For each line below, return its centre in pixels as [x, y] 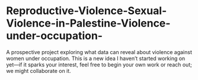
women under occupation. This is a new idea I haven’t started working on [96, 58]
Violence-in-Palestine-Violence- [88, 23]
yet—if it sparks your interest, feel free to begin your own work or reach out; [99, 64]
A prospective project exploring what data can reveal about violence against [99, 52]
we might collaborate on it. [39, 71]
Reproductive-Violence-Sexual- [87, 11]
